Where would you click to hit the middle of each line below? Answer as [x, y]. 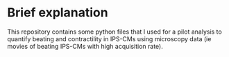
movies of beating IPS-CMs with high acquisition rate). [85, 46]
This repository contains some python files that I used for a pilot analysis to [114, 32]
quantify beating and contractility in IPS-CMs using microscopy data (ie [109, 38]
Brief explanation [58, 13]
